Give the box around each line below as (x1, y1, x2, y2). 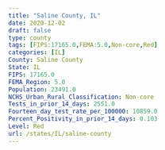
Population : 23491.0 (8, 85, 77, 94)
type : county (8, 33, 52, 42)
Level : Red (8, 122, 44, 130)
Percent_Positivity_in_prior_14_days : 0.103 (8, 115, 158, 123)
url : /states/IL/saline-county (8, 129, 112, 137)
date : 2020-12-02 (8, 19, 66, 27)
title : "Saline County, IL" (8, 11, 102, 20)
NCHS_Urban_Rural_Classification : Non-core (8, 93, 155, 101)
